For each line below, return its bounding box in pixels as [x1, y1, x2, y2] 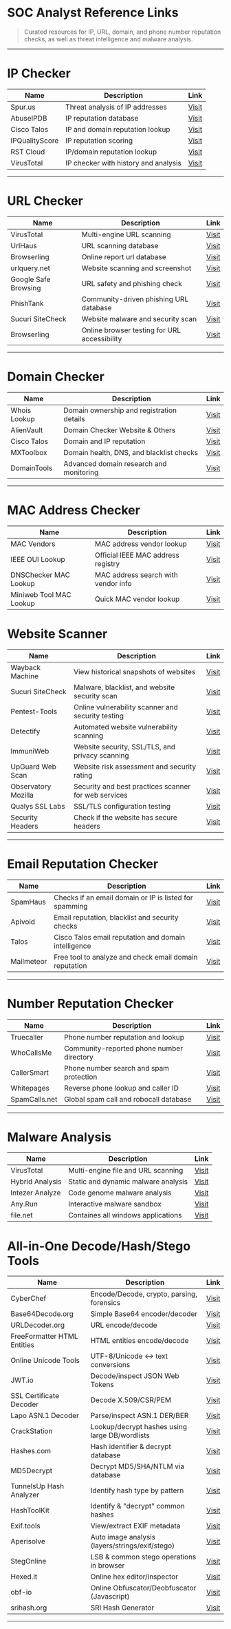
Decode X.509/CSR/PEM [90, 1395, 172, 1405]
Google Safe [10, 274, 51, 284]
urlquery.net [10, 263, 50, 273]
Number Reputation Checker [7, 995, 174, 1011]
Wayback [10, 662, 41, 672]
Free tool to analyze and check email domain [54, 952, 198, 962]
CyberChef [10, 1294, 47, 1304]
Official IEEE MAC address [95, 550, 180, 560]
